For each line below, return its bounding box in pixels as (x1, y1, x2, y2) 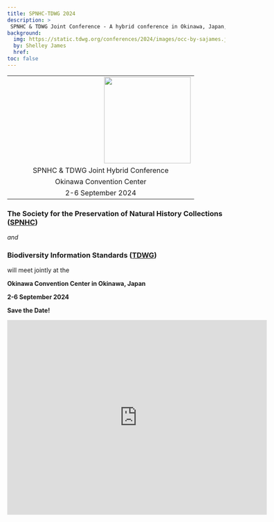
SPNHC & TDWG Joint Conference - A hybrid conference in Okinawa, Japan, (10, 23, 228, 30)
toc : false (7, 55, 39, 62)
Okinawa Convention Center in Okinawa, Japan (7, 280, 146, 288)
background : (7, 29, 42, 37)
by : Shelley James (13, 42, 67, 49)
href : (13, 49, 30, 56)
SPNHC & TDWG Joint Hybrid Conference (33, 165, 169, 175)
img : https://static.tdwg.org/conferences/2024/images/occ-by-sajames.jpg (13, 36, 234, 43)
